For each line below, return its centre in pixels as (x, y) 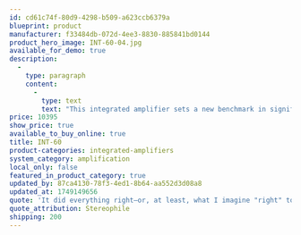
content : (42, 84)
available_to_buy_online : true (68, 134)
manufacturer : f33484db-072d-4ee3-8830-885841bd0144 (110, 34)
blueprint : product (46, 26)
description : (34, 59)
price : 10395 (34, 117)
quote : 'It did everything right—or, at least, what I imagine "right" (146, 201)
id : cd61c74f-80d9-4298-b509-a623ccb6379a (90, 17)
